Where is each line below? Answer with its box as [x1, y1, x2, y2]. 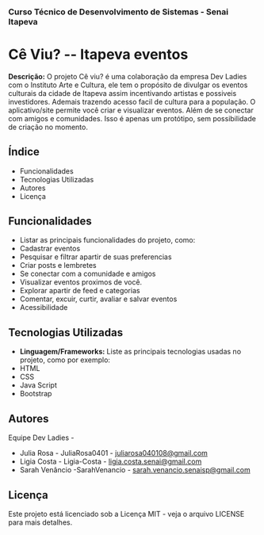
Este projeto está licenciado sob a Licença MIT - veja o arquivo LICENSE [8, 509, 245, 518]
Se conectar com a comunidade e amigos [19, 269, 156, 279]
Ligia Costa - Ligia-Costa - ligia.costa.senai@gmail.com [19, 457, 202, 466]
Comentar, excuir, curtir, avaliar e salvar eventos [19, 294, 178, 304]
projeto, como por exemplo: [19, 355, 111, 365]
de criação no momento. [8, 122, 89, 132]
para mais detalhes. [8, 518, 73, 527]
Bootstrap [19, 389, 52, 399]
